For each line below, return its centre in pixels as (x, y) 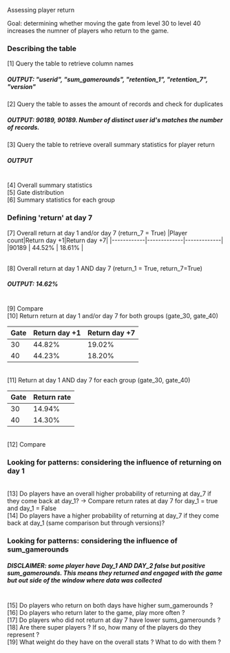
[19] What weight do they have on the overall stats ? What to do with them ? (114, 642)
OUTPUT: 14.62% (33, 284)
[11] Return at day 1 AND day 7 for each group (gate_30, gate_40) (99, 380)
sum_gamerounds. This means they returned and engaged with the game (115, 573)
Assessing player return (41, 10)
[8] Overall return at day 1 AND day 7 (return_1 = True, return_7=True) (105, 268)
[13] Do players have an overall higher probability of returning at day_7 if (109, 494)
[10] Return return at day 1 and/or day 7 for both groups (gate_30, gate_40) (113, 316)
